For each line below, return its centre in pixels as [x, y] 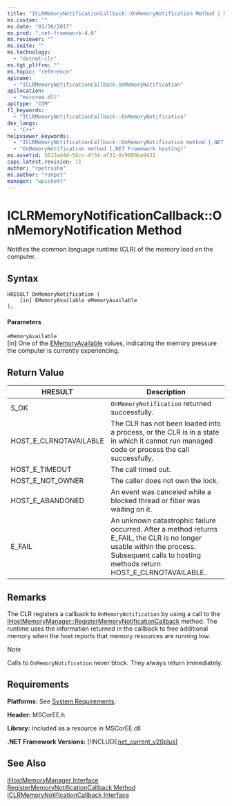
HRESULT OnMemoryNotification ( [54, 295]
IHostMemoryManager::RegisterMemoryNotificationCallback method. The [112, 621]
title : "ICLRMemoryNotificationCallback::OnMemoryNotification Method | [114, 14]
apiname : [20, 78]
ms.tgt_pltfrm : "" [33, 65]
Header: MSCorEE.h [36, 715]
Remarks [27, 597]
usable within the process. [153, 547]
